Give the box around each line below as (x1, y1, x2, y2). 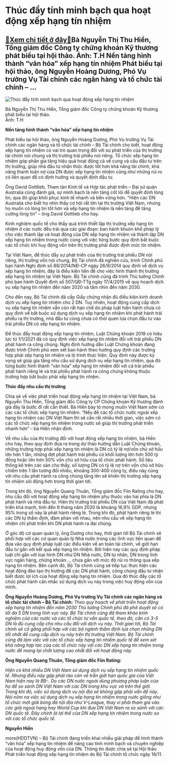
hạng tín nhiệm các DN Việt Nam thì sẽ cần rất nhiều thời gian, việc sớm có (5, 415, 161, 420)
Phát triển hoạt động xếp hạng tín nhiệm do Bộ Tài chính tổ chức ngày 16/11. (5, 751, 163, 757)
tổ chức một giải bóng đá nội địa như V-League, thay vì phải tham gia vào (5, 699, 160, 705)
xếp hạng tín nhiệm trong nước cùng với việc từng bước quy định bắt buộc (5, 237, 159, 242)
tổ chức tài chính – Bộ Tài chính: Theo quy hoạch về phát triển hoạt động (5, 599, 159, 605)
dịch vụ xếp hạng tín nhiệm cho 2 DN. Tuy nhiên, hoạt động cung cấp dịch (5, 300, 160, 305)
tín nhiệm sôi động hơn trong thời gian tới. (5, 478, 92, 484)
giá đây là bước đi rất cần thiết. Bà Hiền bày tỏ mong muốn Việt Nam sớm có (5, 404, 164, 410)
